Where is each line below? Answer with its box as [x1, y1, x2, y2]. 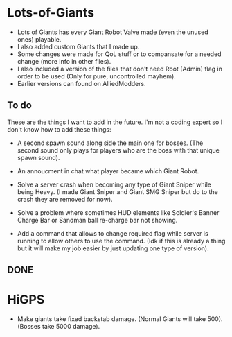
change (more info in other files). [17, 57, 111, 65]
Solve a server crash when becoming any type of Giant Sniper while [17, 180, 211, 189]
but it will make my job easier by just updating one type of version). [17, 244, 209, 252]
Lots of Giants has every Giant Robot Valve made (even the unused [17, 28, 209, 36]
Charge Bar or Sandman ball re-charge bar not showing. [17, 216, 178, 224]
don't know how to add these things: [7, 125, 112, 133]
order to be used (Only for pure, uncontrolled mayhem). [17, 71, 177, 80]
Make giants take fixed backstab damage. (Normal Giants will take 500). [17, 315, 223, 323]
